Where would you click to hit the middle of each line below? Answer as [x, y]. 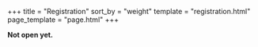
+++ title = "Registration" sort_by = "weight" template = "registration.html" [129, 11]
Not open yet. [30, 35]
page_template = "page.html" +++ [63, 20]
